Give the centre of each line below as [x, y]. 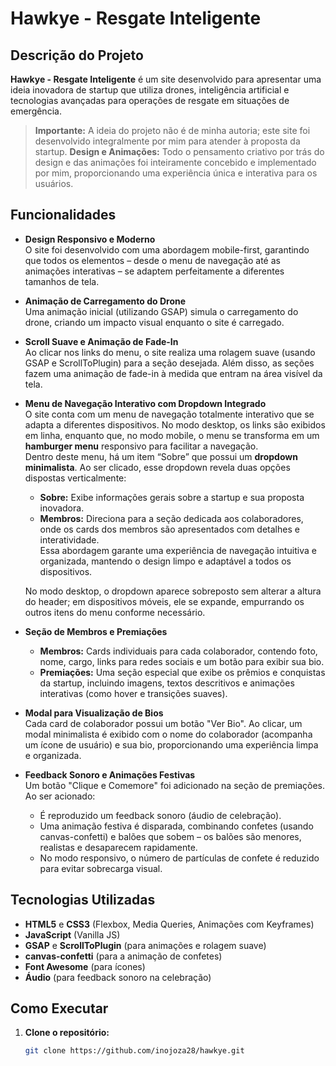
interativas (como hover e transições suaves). [133, 693]
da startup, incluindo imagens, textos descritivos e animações [167, 683]
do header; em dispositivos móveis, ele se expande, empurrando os [164, 601]
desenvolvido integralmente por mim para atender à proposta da [167, 141]
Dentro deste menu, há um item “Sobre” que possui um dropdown [161, 456]
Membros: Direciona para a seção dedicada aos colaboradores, [171, 518]
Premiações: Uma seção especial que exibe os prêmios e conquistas [182, 672]
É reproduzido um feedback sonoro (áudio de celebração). [160, 815]
